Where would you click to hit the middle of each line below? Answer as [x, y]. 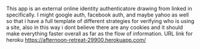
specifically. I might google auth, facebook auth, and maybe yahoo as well [98, 15]
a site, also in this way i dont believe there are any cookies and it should [95, 27]
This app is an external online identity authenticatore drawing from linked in [99, 9]
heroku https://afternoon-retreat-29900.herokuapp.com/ [76, 40]
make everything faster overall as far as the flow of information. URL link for [100, 34]
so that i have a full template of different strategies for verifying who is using [100, 21]
